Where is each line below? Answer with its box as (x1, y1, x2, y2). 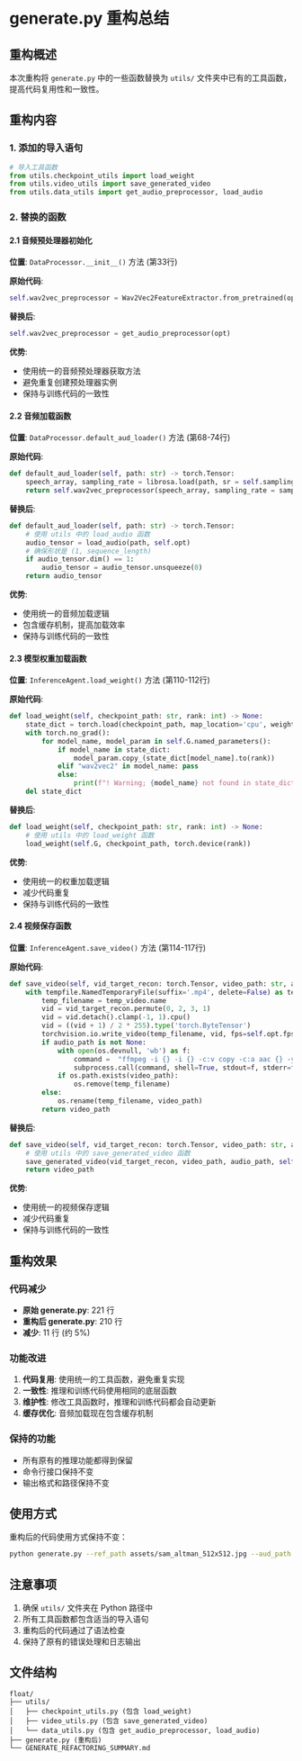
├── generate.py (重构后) (9, 1735, 102, 1745)
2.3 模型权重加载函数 (9, 653, 87, 664)
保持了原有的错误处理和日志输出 (22, 1636, 141, 1648)
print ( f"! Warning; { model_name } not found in (73, 779, 252, 788)
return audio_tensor (25, 572, 102, 581)
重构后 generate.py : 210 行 (22, 1315, 123, 1326)
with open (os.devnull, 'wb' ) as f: (57, 1046, 191, 1055)
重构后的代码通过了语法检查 (22, 1625, 126, 1636)
